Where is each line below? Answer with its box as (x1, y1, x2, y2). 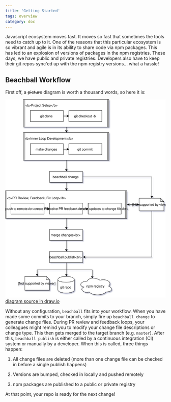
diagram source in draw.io (5, 298, 60, 304)
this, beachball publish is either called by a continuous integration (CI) (5, 335, 154, 342)
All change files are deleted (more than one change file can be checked (12, 356, 163, 362)
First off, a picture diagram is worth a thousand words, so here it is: (5, 89, 146, 96)
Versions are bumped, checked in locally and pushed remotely (12, 371, 144, 377)
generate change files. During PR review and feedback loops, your (5, 319, 145, 325)
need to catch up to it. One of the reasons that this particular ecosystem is (5, 39, 161, 45)
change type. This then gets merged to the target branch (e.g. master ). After (5, 330, 164, 336)
